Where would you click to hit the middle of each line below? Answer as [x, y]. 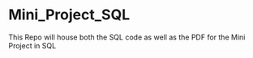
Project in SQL [32, 45]
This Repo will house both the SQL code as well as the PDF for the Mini [127, 37]
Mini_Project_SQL [69, 15]
